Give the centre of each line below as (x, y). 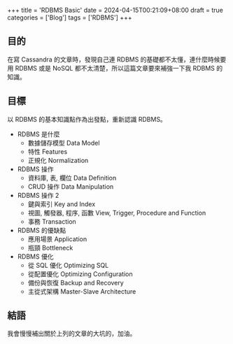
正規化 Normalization (58, 160)
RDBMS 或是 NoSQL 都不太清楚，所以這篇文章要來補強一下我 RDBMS (115, 68)
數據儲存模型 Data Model (64, 143)
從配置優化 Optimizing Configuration (80, 274)
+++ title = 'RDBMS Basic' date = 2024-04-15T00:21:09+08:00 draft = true (115, 10)
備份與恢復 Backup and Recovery (76, 282)
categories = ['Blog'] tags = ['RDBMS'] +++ (70, 17)
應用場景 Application (57, 239)
